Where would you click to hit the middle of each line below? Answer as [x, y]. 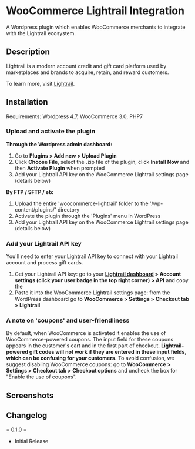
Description [28, 52]
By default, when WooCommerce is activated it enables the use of [86, 333]
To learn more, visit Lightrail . [41, 83]
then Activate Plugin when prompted [60, 168]
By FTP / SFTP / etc [30, 192]
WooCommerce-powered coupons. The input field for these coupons [90, 340]
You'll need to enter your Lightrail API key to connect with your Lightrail [92, 256]
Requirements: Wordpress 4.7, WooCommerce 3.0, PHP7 [75, 116]
